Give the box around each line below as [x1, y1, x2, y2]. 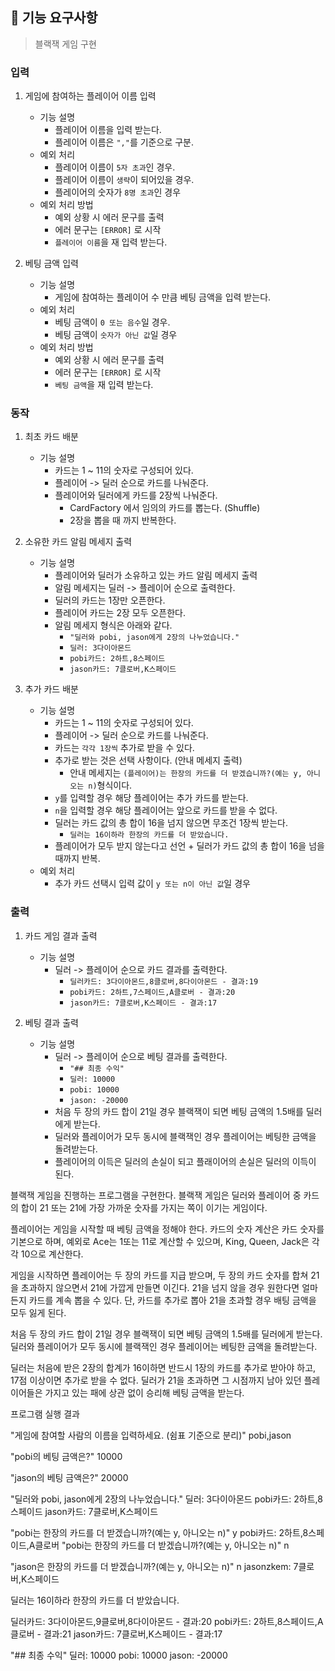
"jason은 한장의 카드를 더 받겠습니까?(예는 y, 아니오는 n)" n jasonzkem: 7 [10, 1560, 299, 1572]
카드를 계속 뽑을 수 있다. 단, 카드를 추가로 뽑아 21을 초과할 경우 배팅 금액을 [28, 1294, 317, 1306]
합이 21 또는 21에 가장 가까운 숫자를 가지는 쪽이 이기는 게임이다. [20, 1201, 268, 1213]
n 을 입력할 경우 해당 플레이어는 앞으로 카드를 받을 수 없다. [54, 804, 278, 817]
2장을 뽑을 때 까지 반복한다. [69, 514, 177, 527]
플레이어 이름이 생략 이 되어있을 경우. [54, 174, 195, 186]
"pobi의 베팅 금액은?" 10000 [10, 1450, 123, 1462]
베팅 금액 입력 [24, 258, 79, 270]
